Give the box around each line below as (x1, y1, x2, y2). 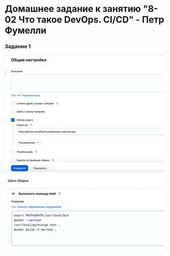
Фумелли (5, 25, 47, 36)
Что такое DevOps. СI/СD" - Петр (18, 14, 164, 25)
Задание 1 (5, 43, 31, 50)
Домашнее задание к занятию (5, 3, 142, 15)
